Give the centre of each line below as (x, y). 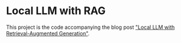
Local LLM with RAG (56, 11)
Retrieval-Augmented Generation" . (48, 33)
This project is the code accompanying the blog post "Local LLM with (90, 27)
